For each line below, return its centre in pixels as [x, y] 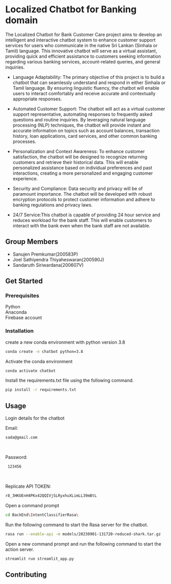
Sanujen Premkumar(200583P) [45, 254]
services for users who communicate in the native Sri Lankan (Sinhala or [81, 45]
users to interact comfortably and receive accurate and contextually [84, 93]
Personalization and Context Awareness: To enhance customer [79, 151]
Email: [12, 428]
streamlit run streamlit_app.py [40, 559]
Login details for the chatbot [35, 418]
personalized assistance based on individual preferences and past [82, 168]
